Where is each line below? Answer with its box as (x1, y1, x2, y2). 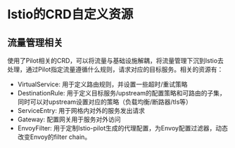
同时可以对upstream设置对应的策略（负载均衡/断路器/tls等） (17, 97, 192, 106)
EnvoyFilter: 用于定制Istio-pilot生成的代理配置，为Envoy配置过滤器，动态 (17, 124, 229, 132)
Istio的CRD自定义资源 (7, 6, 134, 22)
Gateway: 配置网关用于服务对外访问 (17, 115, 121, 123)
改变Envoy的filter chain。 (17, 133, 91, 141)
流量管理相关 (7, 36, 63, 48)
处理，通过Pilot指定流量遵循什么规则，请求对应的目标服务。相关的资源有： (7, 65, 224, 74)
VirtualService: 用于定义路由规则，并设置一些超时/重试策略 (17, 80, 188, 88)
